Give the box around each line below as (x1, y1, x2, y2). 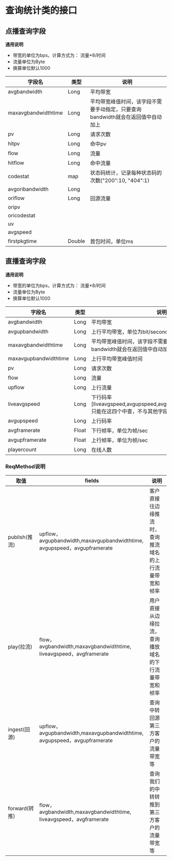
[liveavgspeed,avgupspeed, (91, 400, 158, 407)
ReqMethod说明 (5, 463, 46, 470)
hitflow (8, 160, 25, 166)
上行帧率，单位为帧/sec (91, 437, 148, 444)
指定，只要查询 (105, 106, 142, 113)
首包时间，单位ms (90, 238, 134, 245)
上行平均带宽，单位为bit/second (91, 328, 168, 335)
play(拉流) (8, 643, 32, 651)
